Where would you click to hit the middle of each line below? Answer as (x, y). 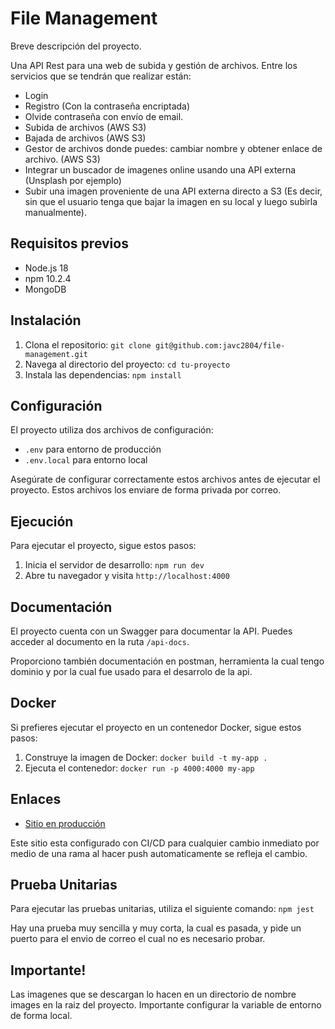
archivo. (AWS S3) (62, 159)
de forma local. (41, 1016)
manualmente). (56, 212)
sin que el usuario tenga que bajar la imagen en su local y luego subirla (171, 201)
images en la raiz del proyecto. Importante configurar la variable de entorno (166, 1005)
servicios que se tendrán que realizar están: (101, 76)
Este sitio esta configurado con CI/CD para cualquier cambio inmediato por (165, 843)
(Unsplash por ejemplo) (73, 180)
